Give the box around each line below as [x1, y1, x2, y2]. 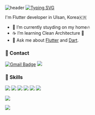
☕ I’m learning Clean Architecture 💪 [12, 30, 85, 36]
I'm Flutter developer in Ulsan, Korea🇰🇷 [5, 14, 87, 20]
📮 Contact [5, 50, 30, 57]
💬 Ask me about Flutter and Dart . [12, 37, 79, 43]
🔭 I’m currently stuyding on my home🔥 [12, 24, 90, 30]
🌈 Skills [5, 74, 23, 81]
